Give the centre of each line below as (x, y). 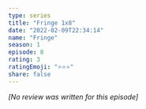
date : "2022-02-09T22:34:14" (56, 30)
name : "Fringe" (33, 38)
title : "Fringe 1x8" (42, 23)
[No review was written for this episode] (73, 96)
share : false (30, 74)
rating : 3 (24, 60)
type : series (30, 15)
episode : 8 (26, 52)
